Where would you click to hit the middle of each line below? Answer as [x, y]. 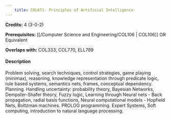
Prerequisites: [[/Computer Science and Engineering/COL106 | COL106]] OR [86, 34]
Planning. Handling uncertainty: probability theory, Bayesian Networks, [80, 89]
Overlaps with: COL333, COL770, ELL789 [50, 50]
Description [18, 61]
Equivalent [16, 40]
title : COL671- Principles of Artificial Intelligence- [75, 10]
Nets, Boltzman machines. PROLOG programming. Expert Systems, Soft [81, 105]
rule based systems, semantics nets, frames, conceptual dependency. [79, 84]
